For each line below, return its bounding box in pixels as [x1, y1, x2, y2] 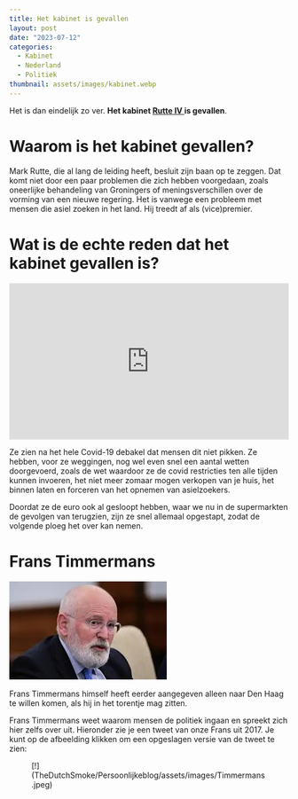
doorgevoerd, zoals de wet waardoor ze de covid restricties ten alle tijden [9, 466, 278, 476]
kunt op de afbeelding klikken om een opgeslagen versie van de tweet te [9, 733, 275, 744]
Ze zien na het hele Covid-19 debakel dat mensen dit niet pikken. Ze [9, 446, 258, 457]
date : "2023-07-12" [9, 33, 82, 42]
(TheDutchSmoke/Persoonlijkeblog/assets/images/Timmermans [31, 770, 266, 780]
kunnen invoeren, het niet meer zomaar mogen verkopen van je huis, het [9, 474, 275, 485]
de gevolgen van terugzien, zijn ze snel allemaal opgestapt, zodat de [9, 511, 260, 521]
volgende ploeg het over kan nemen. [9, 520, 144, 531]
